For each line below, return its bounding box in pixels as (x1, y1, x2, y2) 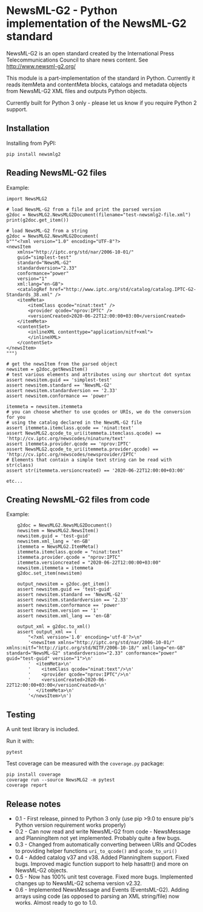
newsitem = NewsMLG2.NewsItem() (17, 528, 99, 534)
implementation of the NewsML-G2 (6, 16, 187, 30)
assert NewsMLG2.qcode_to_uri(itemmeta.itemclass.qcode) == (6, 430, 162, 436)
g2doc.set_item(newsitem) (17, 570, 83, 577)
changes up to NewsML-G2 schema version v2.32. (15, 880, 142, 886)
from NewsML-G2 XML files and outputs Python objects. (6, 87, 147, 94)
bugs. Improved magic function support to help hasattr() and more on (15, 860, 189, 868)
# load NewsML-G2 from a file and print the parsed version (6, 206, 162, 212)
